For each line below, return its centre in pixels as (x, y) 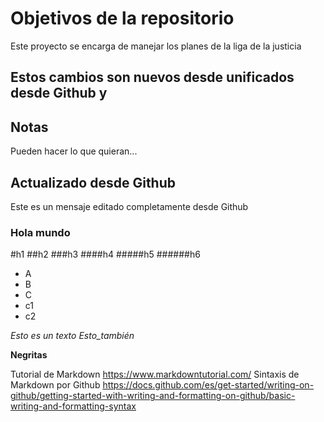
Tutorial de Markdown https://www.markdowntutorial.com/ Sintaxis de (155, 374)
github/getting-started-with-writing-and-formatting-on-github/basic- (153, 396)
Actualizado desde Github (93, 182)
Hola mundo (40, 232)
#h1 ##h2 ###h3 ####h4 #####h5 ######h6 (105, 254)
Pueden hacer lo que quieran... (74, 151)
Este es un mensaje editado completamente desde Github (129, 206)
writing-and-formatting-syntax (73, 406)
